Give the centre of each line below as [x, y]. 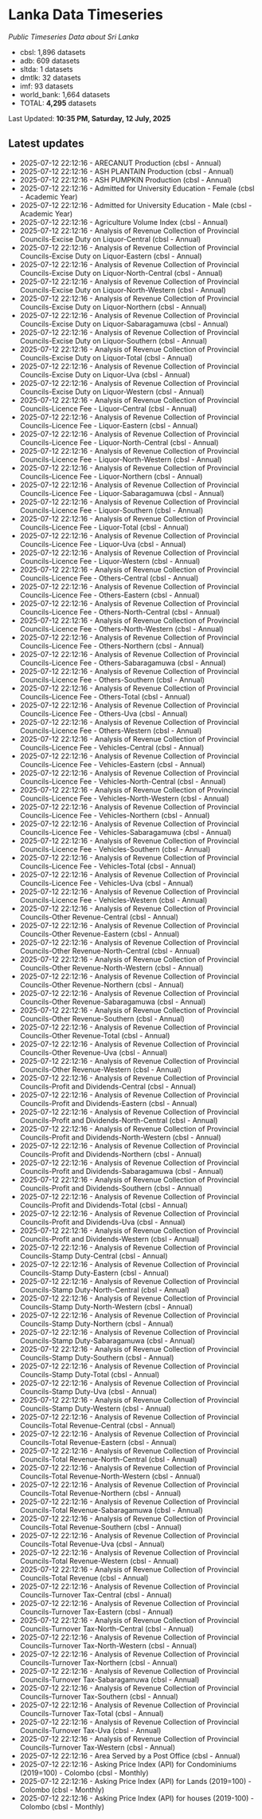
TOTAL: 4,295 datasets [58, 103]
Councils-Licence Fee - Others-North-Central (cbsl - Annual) [120, 612]
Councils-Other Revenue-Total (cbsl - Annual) [95, 1035]
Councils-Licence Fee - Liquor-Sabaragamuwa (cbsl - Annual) [122, 493]
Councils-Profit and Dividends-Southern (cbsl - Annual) [111, 1188]
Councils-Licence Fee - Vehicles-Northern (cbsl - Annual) [115, 815]
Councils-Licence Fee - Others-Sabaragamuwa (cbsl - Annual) [123, 663]
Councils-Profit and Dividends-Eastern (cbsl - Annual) [108, 1103]
